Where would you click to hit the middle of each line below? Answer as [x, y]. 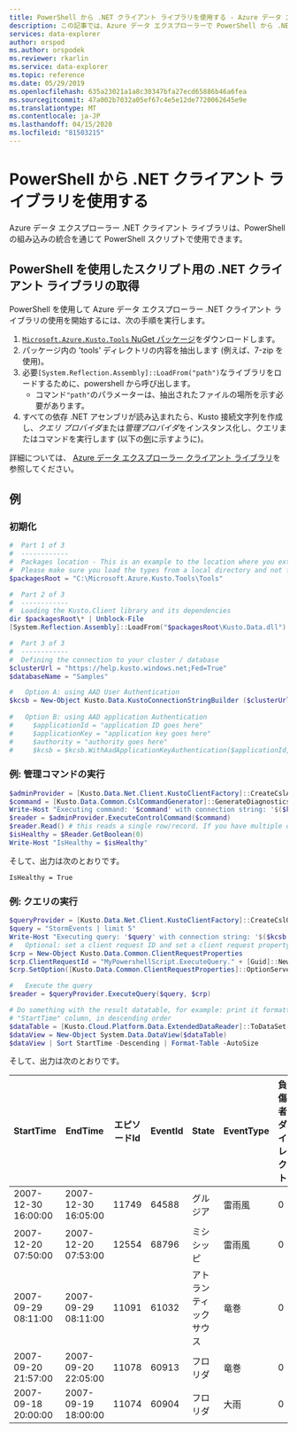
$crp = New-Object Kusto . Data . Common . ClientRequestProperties [126, 954]
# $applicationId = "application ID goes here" [106, 725]
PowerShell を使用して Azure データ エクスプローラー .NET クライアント [141, 309]
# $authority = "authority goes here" [88, 742]
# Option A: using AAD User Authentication [94, 692]
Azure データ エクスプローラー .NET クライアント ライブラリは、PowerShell [147, 228]
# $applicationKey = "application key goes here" [110, 733]
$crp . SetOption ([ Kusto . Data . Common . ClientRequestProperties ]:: [128, 970]
